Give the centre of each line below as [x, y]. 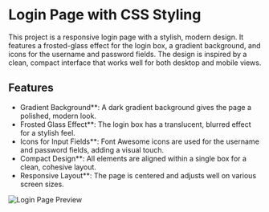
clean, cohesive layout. [58, 167]
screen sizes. [42, 184]
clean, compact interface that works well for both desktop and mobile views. [135, 63]
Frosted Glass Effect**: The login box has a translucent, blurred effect [135, 124]
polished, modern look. [58, 116]
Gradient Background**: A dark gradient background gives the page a [135, 107]
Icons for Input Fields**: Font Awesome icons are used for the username [139, 141]
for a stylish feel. [48, 132]
